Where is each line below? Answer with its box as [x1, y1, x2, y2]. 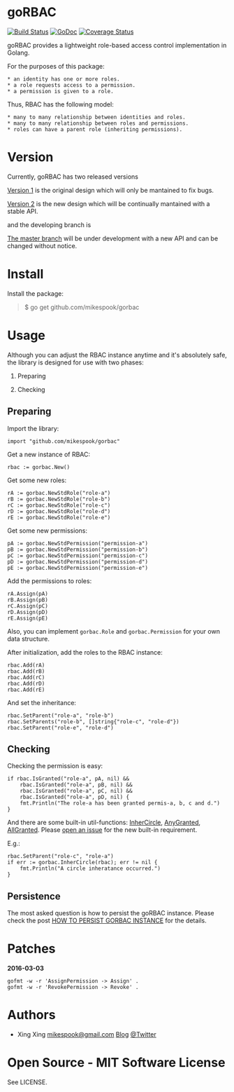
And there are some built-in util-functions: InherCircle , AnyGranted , [7, 818, 201, 827]
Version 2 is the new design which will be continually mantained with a [7, 199, 210, 207]
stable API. [7, 207, 38, 215]
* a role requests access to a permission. [7, 81, 136, 88]
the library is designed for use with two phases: [7, 358, 145, 367]
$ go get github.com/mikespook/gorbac [24, 303, 140, 311]
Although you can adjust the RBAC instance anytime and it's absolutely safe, [7, 350, 227, 359]
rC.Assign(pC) [7, 602, 49, 610]
